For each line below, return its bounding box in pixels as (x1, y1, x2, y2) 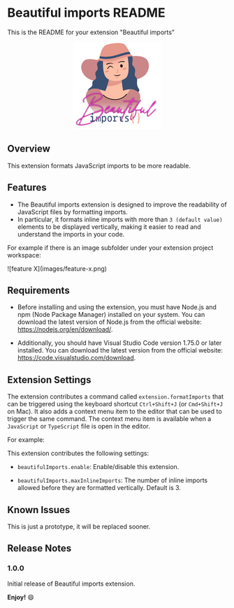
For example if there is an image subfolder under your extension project (7, 243, 214, 252)
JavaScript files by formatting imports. (17, 207, 128, 216)
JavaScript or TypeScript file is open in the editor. (7, 422, 150, 431)
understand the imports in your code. (17, 230, 125, 238)
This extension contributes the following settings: (7, 449, 149, 458)
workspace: (7, 251, 41, 259)
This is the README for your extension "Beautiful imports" (7, 28, 175, 36)
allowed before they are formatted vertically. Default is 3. (17, 484, 182, 492)
